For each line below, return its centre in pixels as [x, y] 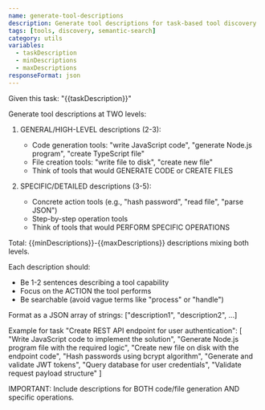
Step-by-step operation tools [80, 218]
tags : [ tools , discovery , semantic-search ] [82, 30]
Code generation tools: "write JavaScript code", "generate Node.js [142, 144]
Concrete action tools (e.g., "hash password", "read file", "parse [137, 201]
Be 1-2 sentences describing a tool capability [94, 282]
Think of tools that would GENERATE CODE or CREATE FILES [132, 170]
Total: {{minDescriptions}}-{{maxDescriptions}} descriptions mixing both [128, 242]
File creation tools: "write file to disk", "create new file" [122, 162]
